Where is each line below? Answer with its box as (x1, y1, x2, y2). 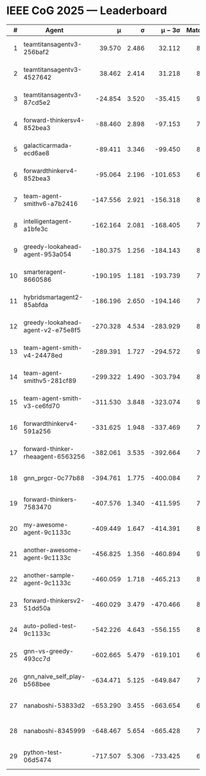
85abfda (23, 300, 48, 309)
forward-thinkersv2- (23, 596, 85, 604)
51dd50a (23, 604, 51, 612)
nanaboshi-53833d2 (23, 701, 86, 710)
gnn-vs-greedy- (23, 647, 74, 655)
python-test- (23, 748, 63, 756)
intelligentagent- (23, 217, 72, 226)
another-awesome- (23, 546, 82, 554)
